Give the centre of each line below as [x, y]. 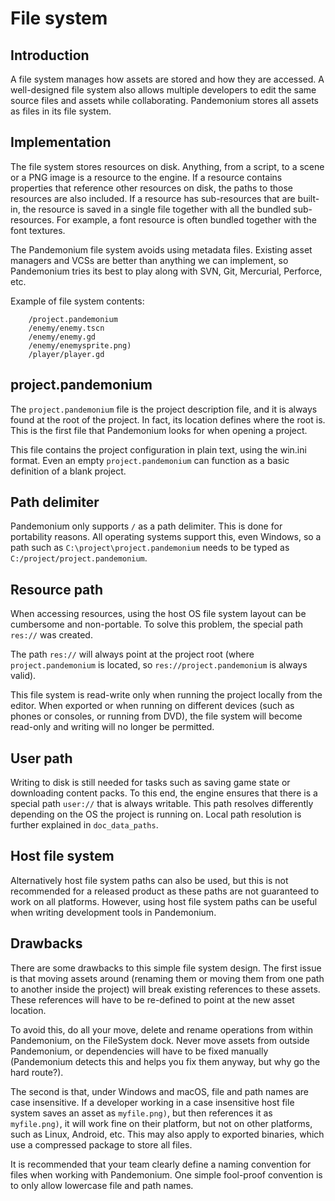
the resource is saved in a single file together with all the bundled [157, 209]
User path [41, 758]
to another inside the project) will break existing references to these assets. [165, 989]
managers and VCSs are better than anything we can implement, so [149, 260]
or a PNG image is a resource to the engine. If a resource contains [146, 177]
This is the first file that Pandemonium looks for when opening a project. [159, 430]
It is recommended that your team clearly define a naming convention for [161, 1164]
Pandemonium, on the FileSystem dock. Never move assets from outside [160, 1040]
